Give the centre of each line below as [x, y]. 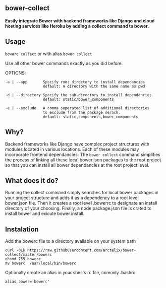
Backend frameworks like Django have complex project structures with [77, 144]
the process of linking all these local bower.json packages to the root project [83, 160]
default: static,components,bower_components [91, 117]
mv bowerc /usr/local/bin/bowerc [41, 263]
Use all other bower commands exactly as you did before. [64, 63]
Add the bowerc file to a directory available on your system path [71, 241]
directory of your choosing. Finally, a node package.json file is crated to [79, 209]
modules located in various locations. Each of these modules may [72, 149]
